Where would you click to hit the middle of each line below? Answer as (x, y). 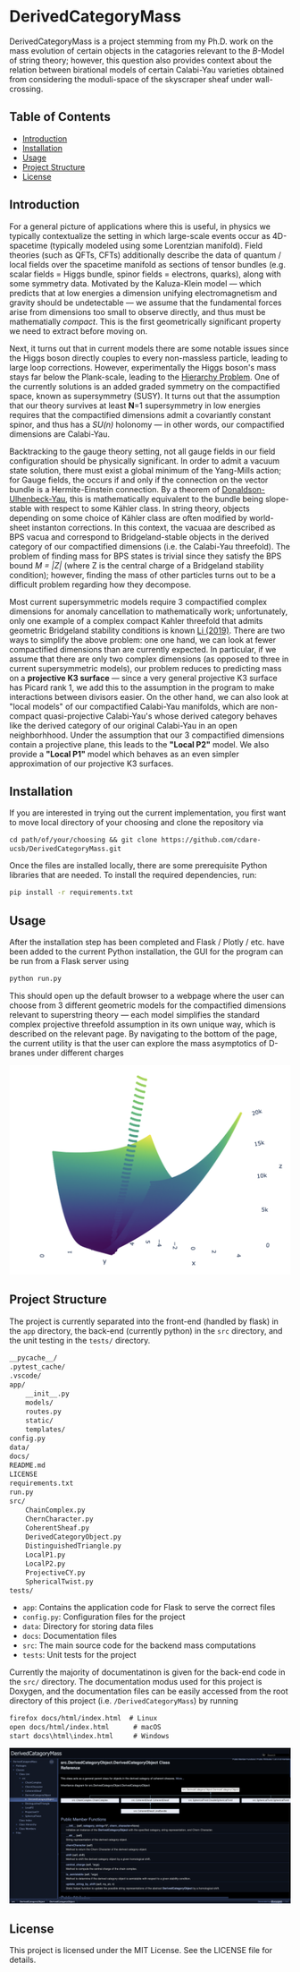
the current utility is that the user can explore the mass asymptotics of (138, 1043)
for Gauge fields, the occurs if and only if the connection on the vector (139, 480)
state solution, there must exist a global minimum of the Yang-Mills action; (146, 470)
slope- (277, 499)
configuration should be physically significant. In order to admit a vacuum (145, 461)
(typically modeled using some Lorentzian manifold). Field (156, 245)
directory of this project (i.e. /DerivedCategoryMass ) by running (124, 1700)
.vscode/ (25, 1376)
